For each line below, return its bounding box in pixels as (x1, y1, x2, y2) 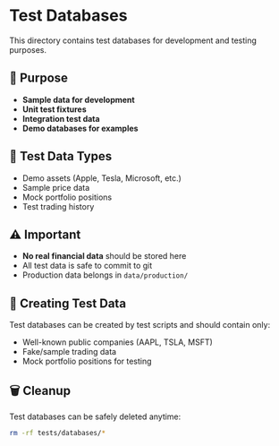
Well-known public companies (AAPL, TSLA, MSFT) (21, 337, 213, 347)
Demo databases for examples (21, 123, 139, 133)
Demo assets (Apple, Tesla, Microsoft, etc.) (21, 172, 182, 184)
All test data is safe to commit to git (21, 261, 153, 271)
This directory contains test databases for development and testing (9, 35, 258, 46)
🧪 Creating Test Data (9, 296, 127, 311)
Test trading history (21, 201, 95, 211)
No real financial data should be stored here (21, 251, 187, 262)
